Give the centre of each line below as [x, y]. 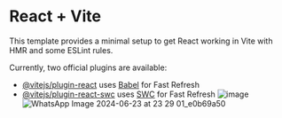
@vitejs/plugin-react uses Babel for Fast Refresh [111, 84]
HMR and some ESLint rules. [61, 50]
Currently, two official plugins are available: [88, 67]
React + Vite [55, 16]
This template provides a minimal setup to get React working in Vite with [141, 41]
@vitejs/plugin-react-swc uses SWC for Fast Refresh [118, 94]
